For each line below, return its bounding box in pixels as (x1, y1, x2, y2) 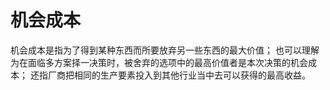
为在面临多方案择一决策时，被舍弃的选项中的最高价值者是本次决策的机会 (10, 56, 308, 68)
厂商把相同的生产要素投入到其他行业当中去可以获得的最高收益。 (47, 69, 311, 81)
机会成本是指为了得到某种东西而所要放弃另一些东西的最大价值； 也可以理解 (10, 44, 320, 56)
